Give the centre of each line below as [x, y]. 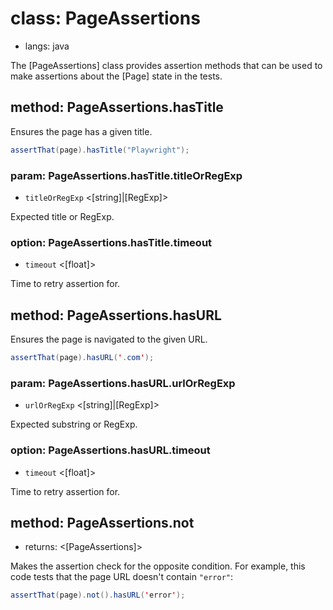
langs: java [47, 46]
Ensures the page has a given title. [81, 131]
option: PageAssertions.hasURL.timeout [110, 450]
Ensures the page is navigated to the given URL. [109, 339]
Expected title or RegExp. [62, 216]
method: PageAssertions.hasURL [116, 315]
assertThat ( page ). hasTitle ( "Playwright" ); [100, 150]
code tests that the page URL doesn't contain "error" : [122, 577]
